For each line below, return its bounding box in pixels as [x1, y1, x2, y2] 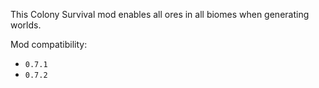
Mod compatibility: [10, 39, 88, 50]
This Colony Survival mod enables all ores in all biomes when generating [10, 9, 310, 20]
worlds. [10, 19, 42, 31]
